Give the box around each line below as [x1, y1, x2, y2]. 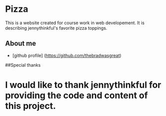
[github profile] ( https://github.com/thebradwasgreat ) [12, 52, 121, 58]
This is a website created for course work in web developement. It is [5, 20, 145, 26]
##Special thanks [5, 62, 41, 68]
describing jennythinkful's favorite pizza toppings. [5, 25, 108, 31]
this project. [5, 100, 56, 112]
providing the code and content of [5, 90, 148, 101]
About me [5, 39, 36, 48]
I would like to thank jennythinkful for [5, 79, 162, 90]
